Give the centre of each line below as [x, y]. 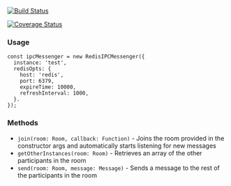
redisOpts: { [32, 69]
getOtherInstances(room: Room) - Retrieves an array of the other [110, 153]
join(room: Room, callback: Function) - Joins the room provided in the [121, 138]
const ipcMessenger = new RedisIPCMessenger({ [76, 57]
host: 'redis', [42, 75]
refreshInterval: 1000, [54, 93]
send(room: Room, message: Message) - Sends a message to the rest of [118, 168]
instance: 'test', [40, 63]
